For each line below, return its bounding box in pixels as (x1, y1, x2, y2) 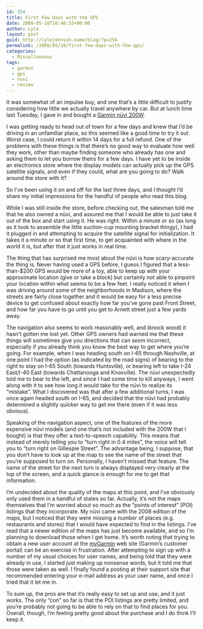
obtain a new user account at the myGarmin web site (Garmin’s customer (6, 540, 188, 547)
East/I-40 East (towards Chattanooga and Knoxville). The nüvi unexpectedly (6, 369, 195, 376)
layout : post (6, 31, 39, 37)
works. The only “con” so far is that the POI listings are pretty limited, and (6, 596, 189, 604)
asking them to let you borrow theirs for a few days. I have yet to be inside (6, 155, 191, 162)
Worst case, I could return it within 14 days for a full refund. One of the (6, 136, 181, 143)
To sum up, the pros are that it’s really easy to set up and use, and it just (6, 590, 185, 597)
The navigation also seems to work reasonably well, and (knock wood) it (6, 324, 186, 331)
